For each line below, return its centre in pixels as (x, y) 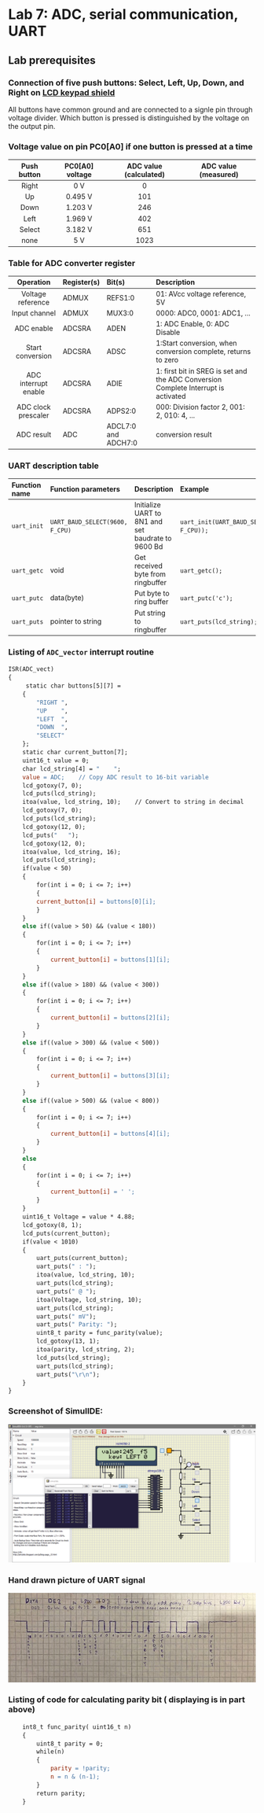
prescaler (34, 415)
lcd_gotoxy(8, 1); (52, 1225)
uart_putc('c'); (207, 598)
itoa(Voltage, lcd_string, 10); (90, 1299)
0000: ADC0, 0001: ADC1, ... (203, 313)
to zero (167, 360)
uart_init (27, 526)
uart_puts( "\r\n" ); (68, 1374)
